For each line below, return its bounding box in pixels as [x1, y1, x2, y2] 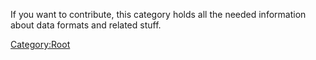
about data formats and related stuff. [10, 19, 162, 31]
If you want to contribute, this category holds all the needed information [10, 9, 307, 20]
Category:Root [10, 39, 71, 50]
